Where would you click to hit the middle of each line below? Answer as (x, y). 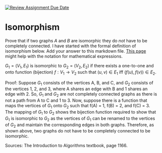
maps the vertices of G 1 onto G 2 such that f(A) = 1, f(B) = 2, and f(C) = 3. (78, 106)
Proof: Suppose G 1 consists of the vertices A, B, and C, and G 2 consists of (79, 83)
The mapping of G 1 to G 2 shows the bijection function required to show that (81, 112)
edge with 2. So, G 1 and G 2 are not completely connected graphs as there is (81, 95)
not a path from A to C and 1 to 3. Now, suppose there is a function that (76, 100)
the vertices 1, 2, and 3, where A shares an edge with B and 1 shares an (76, 89)
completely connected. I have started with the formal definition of (71, 46)
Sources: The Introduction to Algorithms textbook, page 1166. (66, 146)
